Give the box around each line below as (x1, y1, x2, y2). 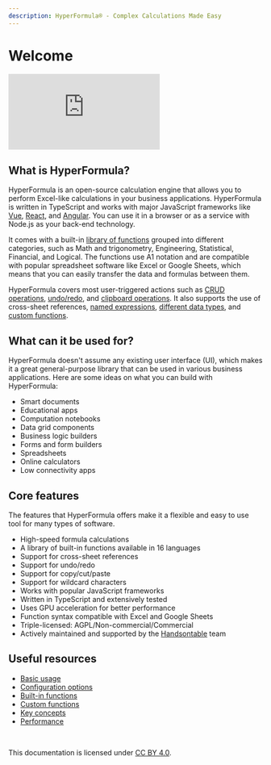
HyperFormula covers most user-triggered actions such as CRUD (8, 285, 225, 295)
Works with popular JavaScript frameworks (19, 586, 165, 596)
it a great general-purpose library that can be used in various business (8, 364, 244, 374)
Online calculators (19, 457, 81, 466)
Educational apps (19, 405, 78, 416)
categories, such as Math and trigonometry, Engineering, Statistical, (8, 244, 234, 253)
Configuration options (19, 682, 93, 692)
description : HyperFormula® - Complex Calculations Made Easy (8, 11, 222, 20)
